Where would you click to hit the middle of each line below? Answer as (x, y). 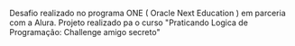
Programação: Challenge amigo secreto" (85, 32)
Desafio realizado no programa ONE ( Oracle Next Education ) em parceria (147, 13)
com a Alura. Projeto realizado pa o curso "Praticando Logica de (129, 23)
